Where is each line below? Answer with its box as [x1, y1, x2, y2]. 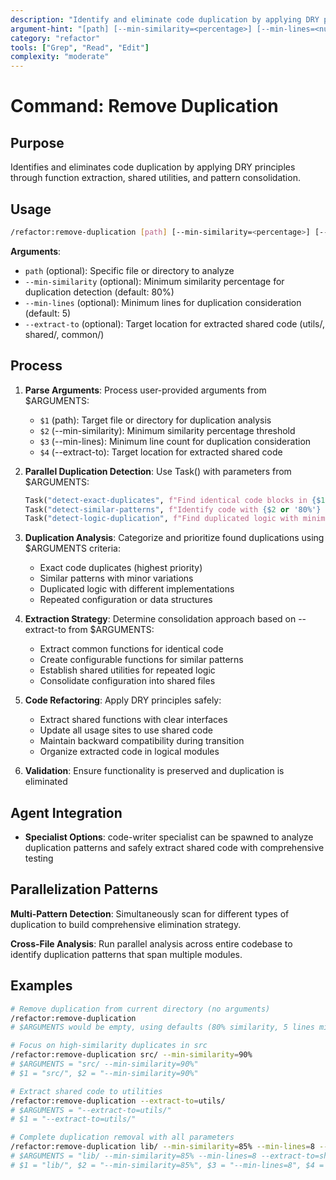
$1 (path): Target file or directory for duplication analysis [39, 414, 272, 426]
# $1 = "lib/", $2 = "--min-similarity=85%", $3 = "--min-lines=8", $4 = [10, 1160, 325, 1170]
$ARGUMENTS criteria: [24, 542, 121, 555]
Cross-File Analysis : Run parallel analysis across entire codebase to [10, 937, 293, 950]
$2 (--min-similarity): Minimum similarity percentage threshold [39, 424, 296, 436]
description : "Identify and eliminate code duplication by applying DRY [10, 14, 320, 25]
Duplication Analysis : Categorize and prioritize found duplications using [24, 532, 325, 544]
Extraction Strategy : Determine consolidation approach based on [24, 613, 297, 625]
